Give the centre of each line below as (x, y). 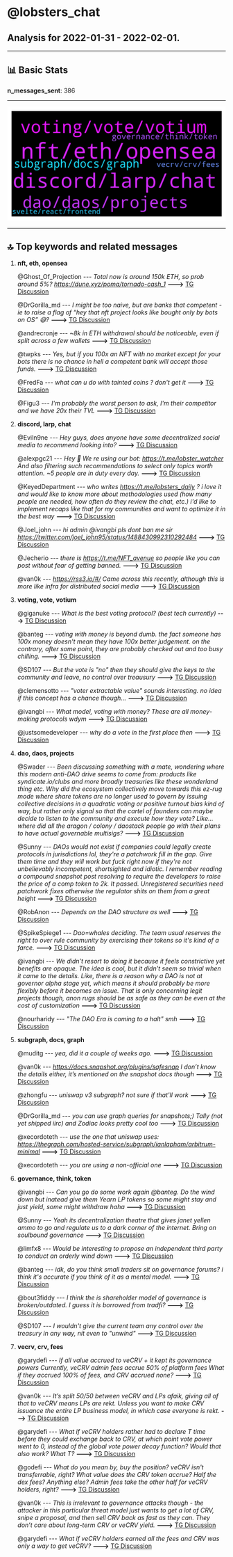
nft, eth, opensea (42, 263)
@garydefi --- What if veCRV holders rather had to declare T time (111, 1432)
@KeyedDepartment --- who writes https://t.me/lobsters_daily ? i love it (119, 487)
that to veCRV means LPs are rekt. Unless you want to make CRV (111, 1403)
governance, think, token (54, 1179)
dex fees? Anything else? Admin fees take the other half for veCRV (112, 1482)
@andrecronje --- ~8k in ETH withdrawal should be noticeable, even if (118, 333)
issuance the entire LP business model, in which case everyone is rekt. (118, 1411)
